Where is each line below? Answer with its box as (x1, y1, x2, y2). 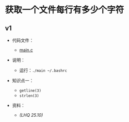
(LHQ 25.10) (19, 112, 43, 118)
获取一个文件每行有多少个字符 (5, 4, 125, 15)
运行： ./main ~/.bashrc (19, 67, 67, 73)
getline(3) (19, 88, 42, 93)
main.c (19, 47, 33, 53)
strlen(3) (19, 93, 40, 98)
